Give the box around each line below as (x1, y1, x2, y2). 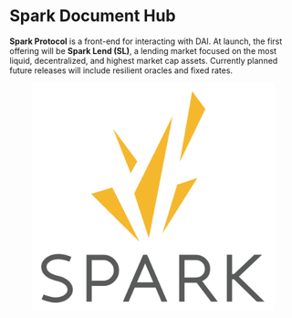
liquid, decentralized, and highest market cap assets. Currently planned (9, 55, 278, 66)
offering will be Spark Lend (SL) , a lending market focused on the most (9, 45, 276, 56)
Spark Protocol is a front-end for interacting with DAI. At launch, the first (9, 36, 283, 47)
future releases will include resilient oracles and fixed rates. (9, 65, 234, 76)
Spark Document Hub (9, 5, 176, 26)
